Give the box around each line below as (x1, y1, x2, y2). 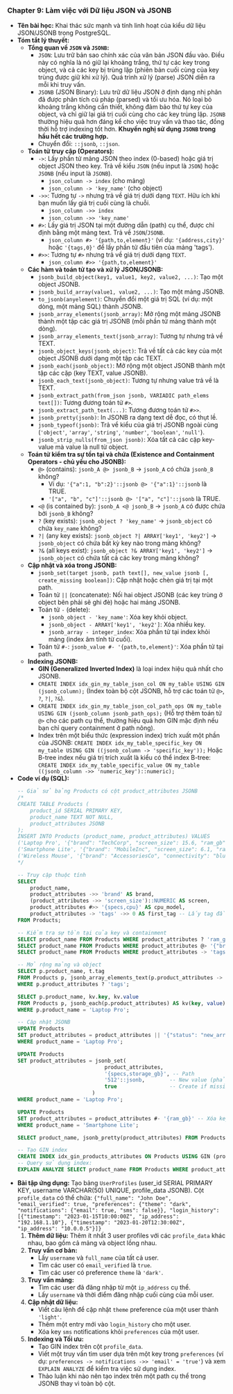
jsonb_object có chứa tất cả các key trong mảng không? (37, 554, 200, 562)
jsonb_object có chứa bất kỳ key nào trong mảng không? (37, 539, 201, 548)
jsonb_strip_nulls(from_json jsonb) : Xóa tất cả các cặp (37, 436, 201, 444)
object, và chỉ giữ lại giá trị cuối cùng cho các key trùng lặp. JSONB (37, 110, 226, 118)
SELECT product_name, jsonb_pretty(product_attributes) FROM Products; (17, 1134, 229, 1141)
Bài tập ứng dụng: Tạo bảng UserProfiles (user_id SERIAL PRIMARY (17, 1178, 213, 1187)
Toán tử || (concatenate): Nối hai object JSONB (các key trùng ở (37, 591, 223, 599)
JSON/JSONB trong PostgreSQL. (17, 29, 111, 37)
